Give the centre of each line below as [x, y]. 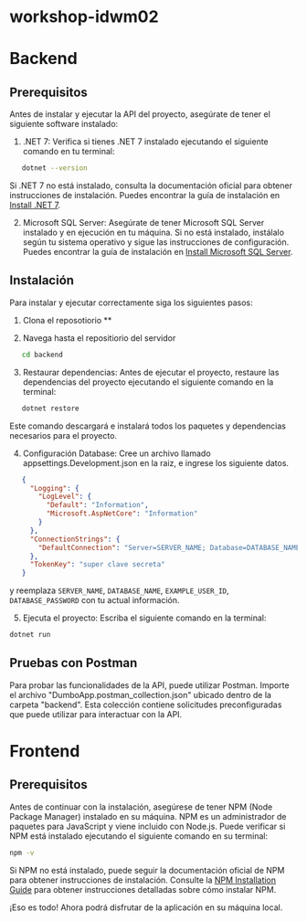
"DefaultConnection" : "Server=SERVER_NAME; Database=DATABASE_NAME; [171, 547]
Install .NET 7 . [35, 205]
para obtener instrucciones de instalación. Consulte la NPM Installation [143, 880]
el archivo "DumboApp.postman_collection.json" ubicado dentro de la [141, 694]
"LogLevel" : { [65, 497]
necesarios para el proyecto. [63, 435]
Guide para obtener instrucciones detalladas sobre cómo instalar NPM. [143, 889]
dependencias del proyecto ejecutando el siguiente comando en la [148, 382]
